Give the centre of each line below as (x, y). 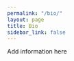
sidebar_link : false (37, 32)
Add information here (37, 52)
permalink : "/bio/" (35, 13)
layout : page (26, 20)
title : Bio (23, 26)
